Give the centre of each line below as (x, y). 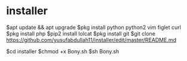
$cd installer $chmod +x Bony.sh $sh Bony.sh (63, 51)
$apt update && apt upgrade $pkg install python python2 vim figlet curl (93, 27)
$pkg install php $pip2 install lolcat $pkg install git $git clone (81, 33)
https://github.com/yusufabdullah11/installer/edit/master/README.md (91, 40)
